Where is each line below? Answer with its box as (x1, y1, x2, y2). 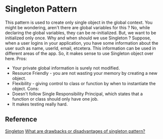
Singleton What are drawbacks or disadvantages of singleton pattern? (5, 128, 145, 134)
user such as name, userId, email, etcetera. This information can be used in (5, 45, 156, 51)
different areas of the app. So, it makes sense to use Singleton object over (5, 50, 154, 56)
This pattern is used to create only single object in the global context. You (5, 19, 153, 25)
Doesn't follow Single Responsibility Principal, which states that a (12, 91, 143, 97)
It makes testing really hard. (12, 101, 68, 107)
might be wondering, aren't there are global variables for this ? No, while (5, 24, 150, 30)
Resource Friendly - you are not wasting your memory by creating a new (12, 70, 158, 76)
